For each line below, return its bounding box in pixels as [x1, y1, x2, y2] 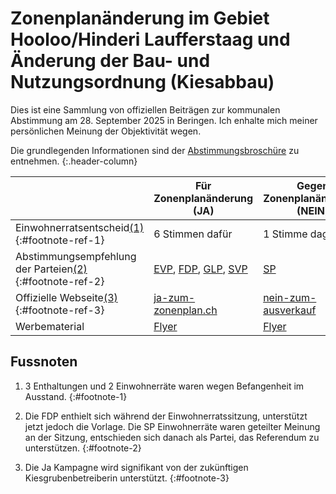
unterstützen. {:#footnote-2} [24, 442, 142, 454]
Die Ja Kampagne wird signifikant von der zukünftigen [24, 461, 249, 473]
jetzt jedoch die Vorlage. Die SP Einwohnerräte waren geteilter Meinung [24, 420, 321, 432]
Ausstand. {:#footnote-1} [24, 390, 128, 402]
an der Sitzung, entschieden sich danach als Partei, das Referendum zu [24, 431, 320, 443]
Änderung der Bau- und [10, 50, 211, 72]
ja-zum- [153, 290, 196, 304]
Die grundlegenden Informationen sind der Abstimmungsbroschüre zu [10, 144, 300, 156]
